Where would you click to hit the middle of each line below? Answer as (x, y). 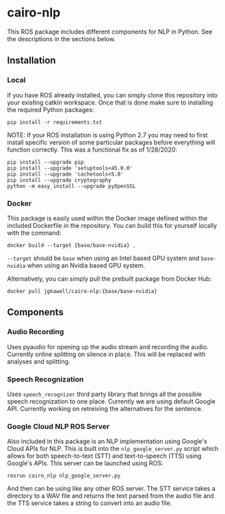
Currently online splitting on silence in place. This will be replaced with (106, 354)
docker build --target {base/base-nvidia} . (71, 245)
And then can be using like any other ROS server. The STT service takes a (111, 489)
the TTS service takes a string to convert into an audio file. (90, 503)
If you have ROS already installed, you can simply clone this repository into (112, 95)
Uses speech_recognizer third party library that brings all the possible (104, 394)
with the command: (34, 233)
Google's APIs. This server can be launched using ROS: (85, 463)
